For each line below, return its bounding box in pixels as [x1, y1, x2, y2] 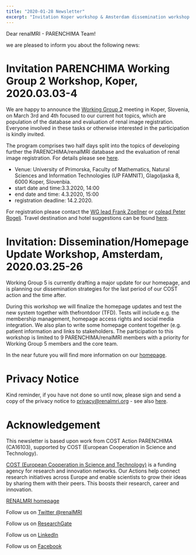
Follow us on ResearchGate [6, 520, 72, 527]
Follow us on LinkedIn [6, 532, 59, 539]
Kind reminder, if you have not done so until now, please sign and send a [6, 391, 181, 398]
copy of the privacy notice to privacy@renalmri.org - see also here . [6, 398, 168, 405]
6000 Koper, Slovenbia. [14, 178, 71, 185]
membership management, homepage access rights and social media [6, 315, 174, 322]
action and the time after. [6, 292, 66, 299]
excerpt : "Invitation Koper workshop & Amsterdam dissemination [6, 14, 166, 20]
